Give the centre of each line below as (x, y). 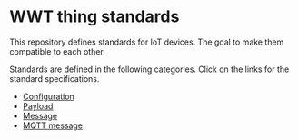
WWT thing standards (94, 17)
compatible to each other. (58, 51)
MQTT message (53, 125)
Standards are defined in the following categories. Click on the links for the (149, 69)
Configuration (48, 96)
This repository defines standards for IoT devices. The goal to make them (147, 42)
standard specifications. (55, 78)
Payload (38, 105)
